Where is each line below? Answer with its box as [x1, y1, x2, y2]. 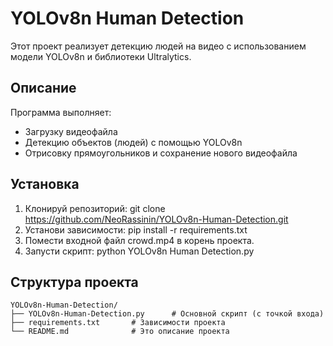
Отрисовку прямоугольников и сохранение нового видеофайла [24, 147, 298, 159]
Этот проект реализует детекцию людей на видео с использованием [10, 40, 307, 52]
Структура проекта [10, 273, 139, 291]
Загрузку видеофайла [24, 125, 118, 137]
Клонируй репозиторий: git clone [24, 202, 166, 214]
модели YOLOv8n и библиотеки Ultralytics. [10, 50, 192, 62]
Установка [10, 176, 80, 193]
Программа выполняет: [10, 106, 112, 118]
